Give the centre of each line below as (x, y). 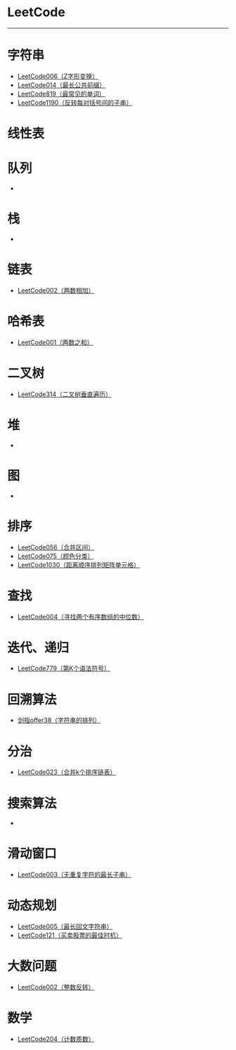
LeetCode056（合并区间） (56, 547)
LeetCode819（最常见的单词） (61, 94)
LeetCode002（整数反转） (56, 987)
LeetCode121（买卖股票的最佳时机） (70, 935)
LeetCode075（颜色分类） (55, 556)
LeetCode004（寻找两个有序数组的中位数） (80, 616)
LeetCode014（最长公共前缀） (61, 84)
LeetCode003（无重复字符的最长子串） (74, 875)
